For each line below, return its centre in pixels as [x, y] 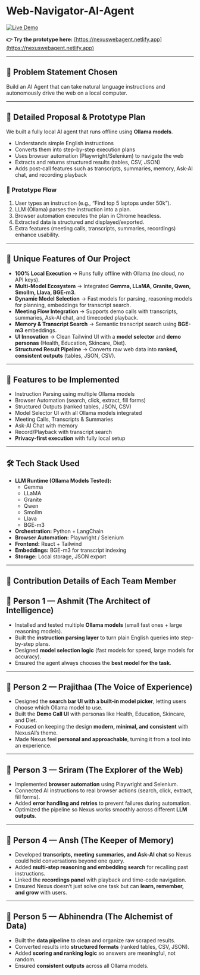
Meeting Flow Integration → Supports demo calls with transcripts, [96, 311]
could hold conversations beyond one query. [70, 861]
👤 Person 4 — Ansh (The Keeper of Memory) [90, 840]
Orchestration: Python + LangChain [59, 532]
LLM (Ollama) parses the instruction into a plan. [73, 209]
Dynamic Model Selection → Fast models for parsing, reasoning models [103, 298]
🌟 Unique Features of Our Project [68, 259]
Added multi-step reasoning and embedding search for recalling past [101, 867]
